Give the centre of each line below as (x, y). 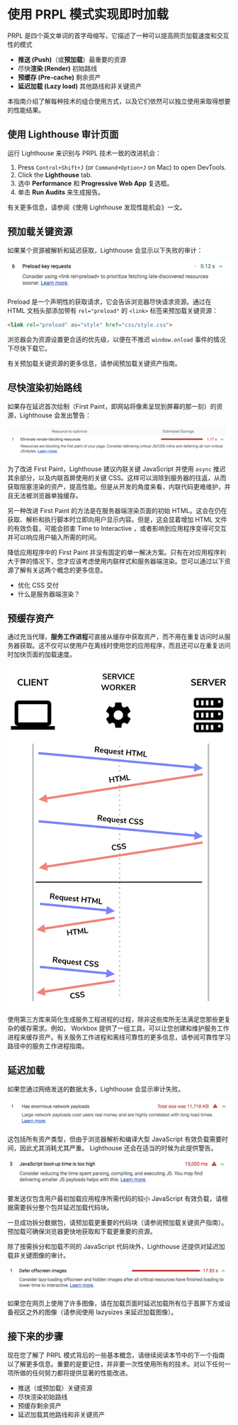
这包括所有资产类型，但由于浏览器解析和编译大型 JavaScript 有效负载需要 (115, 1139)
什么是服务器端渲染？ (49, 594)
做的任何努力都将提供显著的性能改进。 (75, 1372)
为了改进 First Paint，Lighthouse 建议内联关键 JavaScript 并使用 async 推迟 (117, 468)
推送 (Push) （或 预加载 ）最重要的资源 (72, 59)
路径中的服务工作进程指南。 (48, 1046)
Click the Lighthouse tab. (55, 175)
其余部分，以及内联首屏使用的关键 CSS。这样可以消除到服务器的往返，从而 (117, 478)
